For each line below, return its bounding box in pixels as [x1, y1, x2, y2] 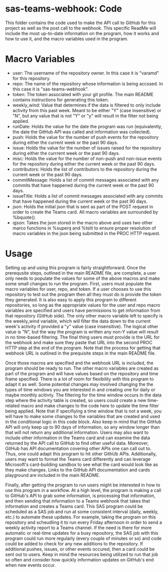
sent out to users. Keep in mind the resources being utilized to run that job [5, 551, 158, 557]
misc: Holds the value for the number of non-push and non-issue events [12, 155, 162, 161]
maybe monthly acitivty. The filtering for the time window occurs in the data [5, 392, 162, 398]
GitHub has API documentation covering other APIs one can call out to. [5, 445, 151, 451]
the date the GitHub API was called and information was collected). [12, 129, 151, 135]
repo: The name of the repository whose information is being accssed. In [12, 80, 163, 87]
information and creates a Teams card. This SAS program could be [5, 503, 143, 509]
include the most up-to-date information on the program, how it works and [5, 30, 159, 36]
